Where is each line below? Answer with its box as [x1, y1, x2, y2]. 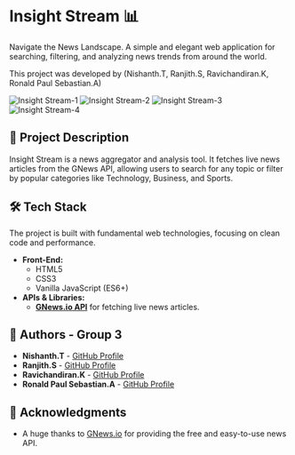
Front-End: [21, 254, 64, 265]
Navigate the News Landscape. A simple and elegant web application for [9, 41, 275, 52]
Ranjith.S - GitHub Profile [21, 360, 116, 371]
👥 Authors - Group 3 [9, 327, 123, 342]
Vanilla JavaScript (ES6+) [35, 283, 129, 293]
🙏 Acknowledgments [9, 404, 127, 419]
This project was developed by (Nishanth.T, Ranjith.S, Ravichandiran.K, [9, 68, 269, 79]
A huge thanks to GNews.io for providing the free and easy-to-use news [21, 428, 287, 439]
